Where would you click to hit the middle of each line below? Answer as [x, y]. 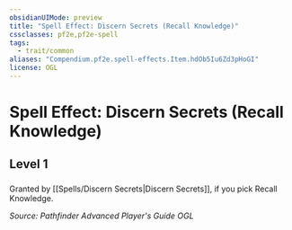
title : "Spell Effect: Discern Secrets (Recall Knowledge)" [124, 26]
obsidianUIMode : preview [56, 18]
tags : [19, 43]
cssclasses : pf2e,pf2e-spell [64, 34]
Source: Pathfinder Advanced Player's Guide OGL [102, 216]
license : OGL [34, 68]
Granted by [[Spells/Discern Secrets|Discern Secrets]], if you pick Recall [143, 189]
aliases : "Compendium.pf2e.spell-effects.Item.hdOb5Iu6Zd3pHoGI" [134, 59]
